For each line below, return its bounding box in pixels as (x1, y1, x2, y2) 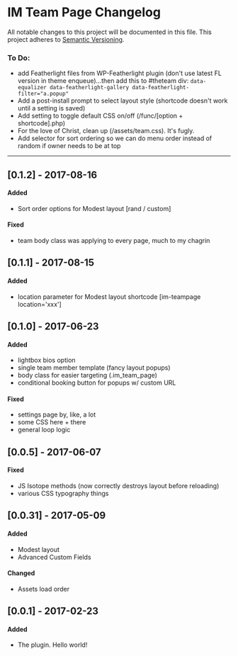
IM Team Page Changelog (7, 4, 161, 21)
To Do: (7, 52, 30, 62)
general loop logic (17, 426, 71, 434)
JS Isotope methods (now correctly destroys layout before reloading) (17, 482, 220, 490)
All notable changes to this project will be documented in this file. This (7, 28, 212, 36)
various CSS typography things (17, 490, 109, 498)
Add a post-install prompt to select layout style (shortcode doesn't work (17, 96, 228, 105)
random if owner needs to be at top (17, 142, 121, 150)
